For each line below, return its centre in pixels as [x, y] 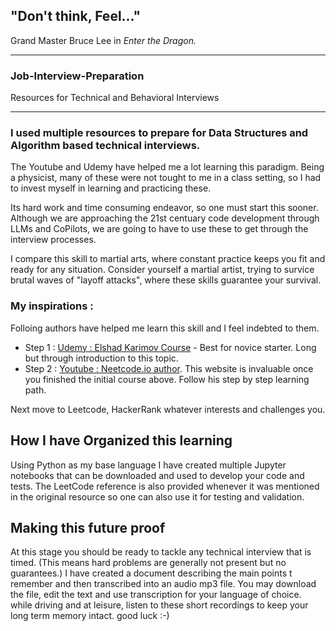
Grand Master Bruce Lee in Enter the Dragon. [103, 40]
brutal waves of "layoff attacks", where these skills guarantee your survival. [166, 280]
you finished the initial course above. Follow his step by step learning [167, 379]
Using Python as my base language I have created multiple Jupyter [148, 465]
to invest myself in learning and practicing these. [111, 188]
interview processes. [53, 240]
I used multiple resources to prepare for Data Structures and [159, 133]
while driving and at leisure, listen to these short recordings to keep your [159, 605]
